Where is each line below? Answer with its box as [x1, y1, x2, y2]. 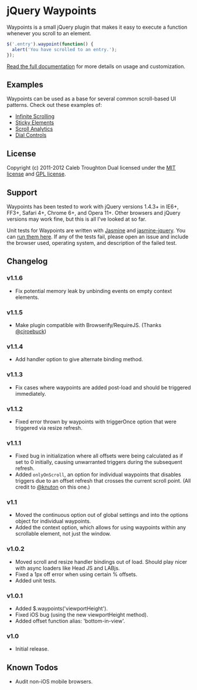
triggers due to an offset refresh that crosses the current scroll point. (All [15, 477, 191, 484]
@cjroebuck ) [15, 328, 46, 335]
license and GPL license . [6, 170, 66, 177]
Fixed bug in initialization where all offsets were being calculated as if [15, 452, 184, 459]
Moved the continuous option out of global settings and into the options [15, 511, 188, 519]
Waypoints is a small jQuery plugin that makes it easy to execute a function [6, 23, 188, 31]
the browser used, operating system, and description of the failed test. [6, 240, 177, 246]
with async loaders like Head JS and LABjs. [15, 564, 120, 571]
